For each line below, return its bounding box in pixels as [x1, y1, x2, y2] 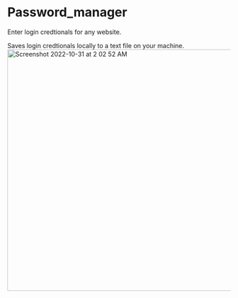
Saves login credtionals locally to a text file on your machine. [7, 41, 185, 50]
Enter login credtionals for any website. [7, 28, 122, 36]
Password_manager [7, 4, 127, 21]
